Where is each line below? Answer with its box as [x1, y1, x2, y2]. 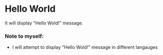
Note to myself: [5, 33, 44, 40]
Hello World [5, 3, 56, 15]
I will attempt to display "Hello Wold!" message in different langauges [12, 44, 158, 50]
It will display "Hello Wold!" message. [5, 20, 83, 26]
